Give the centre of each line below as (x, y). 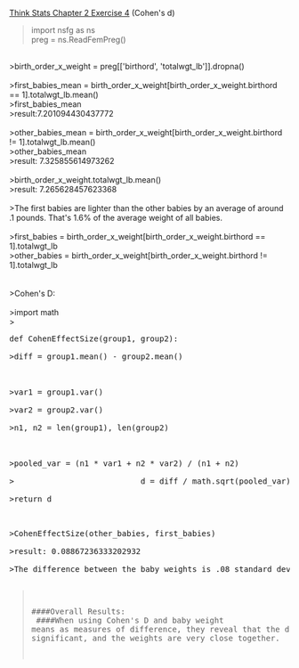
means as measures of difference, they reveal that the (155, 629)
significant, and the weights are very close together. (155, 638)
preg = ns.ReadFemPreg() (78, 40)
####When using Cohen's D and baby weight (130, 620)
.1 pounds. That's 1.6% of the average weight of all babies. (116, 218)
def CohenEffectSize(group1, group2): (94, 339)
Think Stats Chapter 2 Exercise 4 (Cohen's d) (92, 13)
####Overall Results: (78, 611)
